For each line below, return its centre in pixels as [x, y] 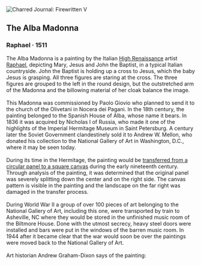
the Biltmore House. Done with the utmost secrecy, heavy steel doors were [99, 223]
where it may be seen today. [41, 147]
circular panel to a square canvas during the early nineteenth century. [92, 166]
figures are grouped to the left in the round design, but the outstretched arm [100, 84]
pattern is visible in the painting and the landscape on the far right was [94, 185]
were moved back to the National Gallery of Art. [65, 242]
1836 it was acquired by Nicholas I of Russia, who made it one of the [91, 121]
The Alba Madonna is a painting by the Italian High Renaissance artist [92, 58]
